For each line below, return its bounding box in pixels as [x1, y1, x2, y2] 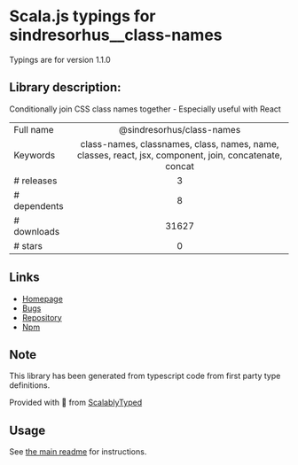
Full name [13, 123, 55, 136]
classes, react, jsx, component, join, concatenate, [76, 149, 283, 161]
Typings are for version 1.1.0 [9, 54, 111, 65]
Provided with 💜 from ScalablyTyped [9, 397, 143, 408]
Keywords [13, 149, 56, 161]
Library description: [9, 80, 122, 95]
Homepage [21, 293, 64, 304]
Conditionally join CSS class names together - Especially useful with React [9, 104, 281, 114]
